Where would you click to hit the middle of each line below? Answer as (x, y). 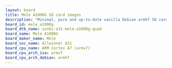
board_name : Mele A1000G (32, 34)
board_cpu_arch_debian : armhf (38, 58)
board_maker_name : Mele (31, 39)
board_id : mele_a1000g (29, 24)
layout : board (20, 10)
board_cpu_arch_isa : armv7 (34, 53)
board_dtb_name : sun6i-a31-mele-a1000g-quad (53, 29)
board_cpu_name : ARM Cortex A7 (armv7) (48, 48)
